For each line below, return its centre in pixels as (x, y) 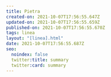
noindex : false (30, 54)
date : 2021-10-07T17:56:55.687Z (45, 44)
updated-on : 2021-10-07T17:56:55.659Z (53, 22)
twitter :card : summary (39, 65)
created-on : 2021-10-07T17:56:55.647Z (53, 17)
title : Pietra (23, 11)
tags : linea (20, 33)
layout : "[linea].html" (35, 38)
